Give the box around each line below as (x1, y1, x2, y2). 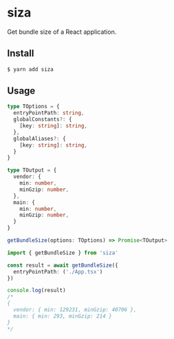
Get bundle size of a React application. (7, 28, 117, 36)
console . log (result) (7, 287, 67, 294)
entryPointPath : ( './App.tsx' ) (13, 268, 103, 275)
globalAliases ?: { (13, 135, 67, 142)
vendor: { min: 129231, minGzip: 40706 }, (13, 307, 137, 314)
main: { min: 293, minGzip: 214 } (13, 312, 112, 320)
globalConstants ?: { (13, 116, 72, 123)
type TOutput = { (7, 167, 57, 174)
